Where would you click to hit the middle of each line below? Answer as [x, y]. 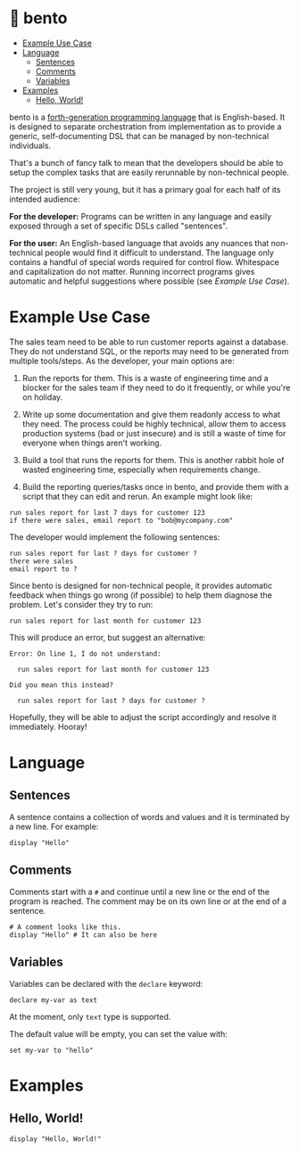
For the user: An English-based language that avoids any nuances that [139, 243]
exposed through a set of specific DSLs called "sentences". [119, 226]
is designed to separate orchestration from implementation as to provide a [145, 126]
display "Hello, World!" [55, 1139]
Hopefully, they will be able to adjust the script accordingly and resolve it [143, 717]
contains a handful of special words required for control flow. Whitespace [144, 261]
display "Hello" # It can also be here [83, 935]
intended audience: [45, 199]
